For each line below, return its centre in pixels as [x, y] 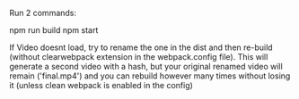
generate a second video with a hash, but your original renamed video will [146, 66]
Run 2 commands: [43, 13]
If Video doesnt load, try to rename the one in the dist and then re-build [141, 47]
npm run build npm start [54, 30]
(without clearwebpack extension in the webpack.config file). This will [139, 57]
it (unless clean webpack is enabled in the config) [101, 85]
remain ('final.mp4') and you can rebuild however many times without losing [150, 76]
